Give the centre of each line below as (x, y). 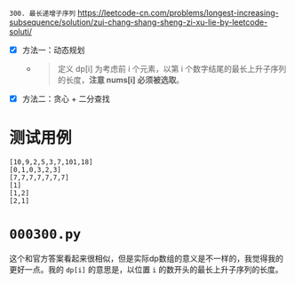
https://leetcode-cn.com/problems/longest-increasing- (178, 13)
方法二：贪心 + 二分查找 (66, 99)
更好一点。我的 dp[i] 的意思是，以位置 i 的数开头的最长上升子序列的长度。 (146, 269)
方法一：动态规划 (53, 50)
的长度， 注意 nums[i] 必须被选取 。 (121, 80)
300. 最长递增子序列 (43, 13)
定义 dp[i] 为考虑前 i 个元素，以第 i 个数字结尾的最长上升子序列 (172, 69)
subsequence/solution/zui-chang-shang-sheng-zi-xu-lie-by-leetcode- (139, 22)
